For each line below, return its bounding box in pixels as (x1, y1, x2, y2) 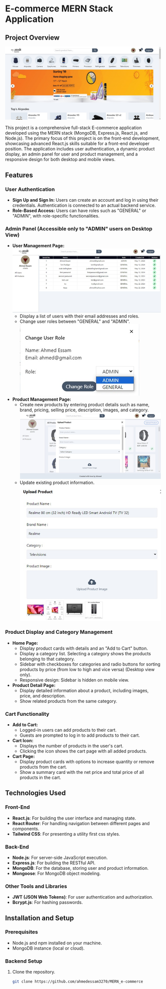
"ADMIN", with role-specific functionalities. (12, 213, 100, 219)
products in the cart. (19, 774, 61, 780)
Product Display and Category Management (5, 629, 113, 636)
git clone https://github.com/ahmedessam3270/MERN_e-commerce (12, 979, 143, 984)
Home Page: (12, 640, 39, 646)
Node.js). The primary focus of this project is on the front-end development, (5, 135, 160, 142)
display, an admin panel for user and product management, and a (5, 151, 138, 157)
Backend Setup (5, 957, 43, 964)
